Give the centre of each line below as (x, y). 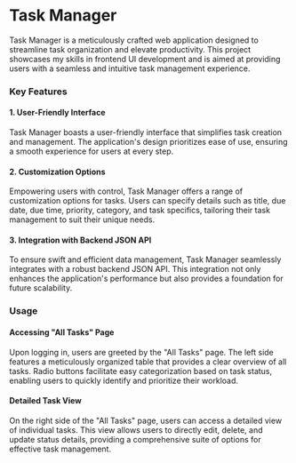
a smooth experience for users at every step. (92, 151)
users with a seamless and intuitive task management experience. (130, 68)
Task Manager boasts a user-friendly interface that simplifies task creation (146, 132)
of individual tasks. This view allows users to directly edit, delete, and (136, 430)
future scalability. (41, 288)
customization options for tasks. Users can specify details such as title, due (148, 201)
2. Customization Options (57, 172)
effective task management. (60, 449)
